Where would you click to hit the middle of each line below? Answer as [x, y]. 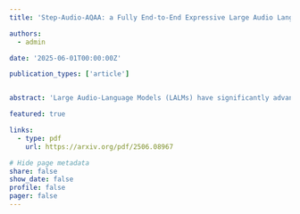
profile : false [37, 188]
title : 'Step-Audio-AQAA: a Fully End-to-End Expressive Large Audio [142, 17]
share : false [33, 171]
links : [21, 130]
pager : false [33, 196]
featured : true [37, 114]
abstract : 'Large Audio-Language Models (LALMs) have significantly [139, 98]
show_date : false [42, 179]
